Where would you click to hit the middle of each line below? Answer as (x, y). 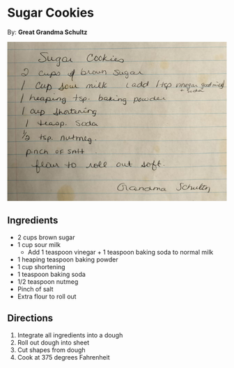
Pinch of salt (35, 289)
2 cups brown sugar (46, 237)
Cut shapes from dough (51, 350)
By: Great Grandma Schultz (47, 32)
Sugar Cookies (50, 13)
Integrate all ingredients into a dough (70, 335)
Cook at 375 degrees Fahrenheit (63, 357)
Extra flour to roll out (47, 296)
